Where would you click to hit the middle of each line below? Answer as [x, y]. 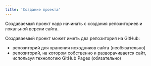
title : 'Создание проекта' [33, 10]
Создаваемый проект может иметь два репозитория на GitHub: [73, 38]
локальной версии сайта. [32, 29]
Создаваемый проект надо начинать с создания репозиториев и [74, 23]
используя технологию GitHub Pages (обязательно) [67, 58]
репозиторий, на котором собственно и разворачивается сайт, [79, 53]
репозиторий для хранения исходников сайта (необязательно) [79, 47]
